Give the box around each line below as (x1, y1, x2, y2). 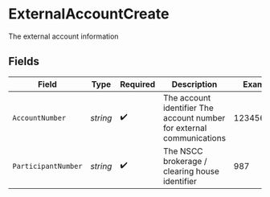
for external (163, 122, 207, 133)
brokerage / (163, 155, 207, 166)
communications (163, 132, 227, 143)
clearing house (163, 166, 219, 177)
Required (120, 78, 156, 89)
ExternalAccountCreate (8, 5, 170, 23)
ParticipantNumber (12, 162, 83, 170)
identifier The (163, 102, 215, 113)
